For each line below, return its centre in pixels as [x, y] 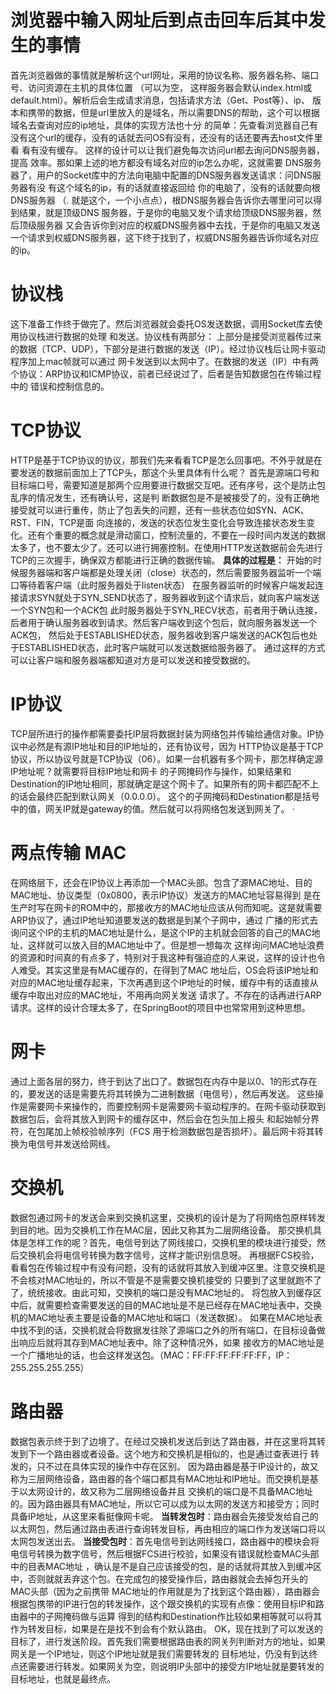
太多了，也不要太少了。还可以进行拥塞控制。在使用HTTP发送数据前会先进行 [166, 547]
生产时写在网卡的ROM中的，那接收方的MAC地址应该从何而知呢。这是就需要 [166, 907]
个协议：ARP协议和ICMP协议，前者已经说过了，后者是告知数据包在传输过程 [166, 373]
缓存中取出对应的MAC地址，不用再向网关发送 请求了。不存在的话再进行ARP [166, 995]
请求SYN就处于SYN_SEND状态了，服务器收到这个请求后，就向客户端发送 [169, 597]
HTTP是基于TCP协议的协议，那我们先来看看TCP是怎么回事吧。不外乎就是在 [166, 460]
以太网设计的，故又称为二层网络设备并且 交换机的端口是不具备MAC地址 [165, 1491]
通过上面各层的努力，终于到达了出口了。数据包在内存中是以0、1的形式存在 [164, 1081]
